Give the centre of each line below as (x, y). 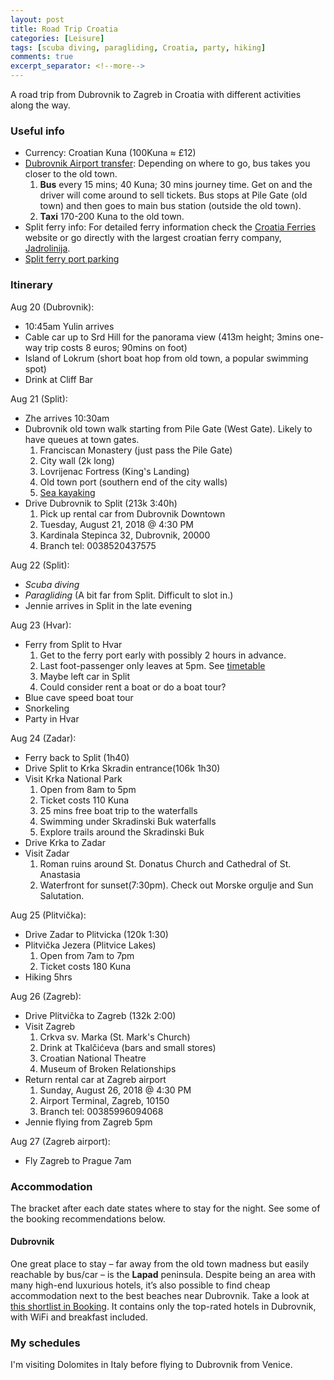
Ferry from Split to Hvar (73, 644)
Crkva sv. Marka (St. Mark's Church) (115, 1037)
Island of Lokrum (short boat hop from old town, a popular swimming (166, 358)
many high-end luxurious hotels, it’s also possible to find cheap (140, 1285)
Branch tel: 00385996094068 (101, 1111)
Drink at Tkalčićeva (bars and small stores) (128, 1047)
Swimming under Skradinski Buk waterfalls (128, 821)
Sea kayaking (67, 492)
